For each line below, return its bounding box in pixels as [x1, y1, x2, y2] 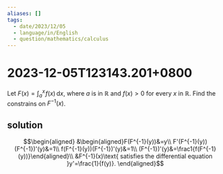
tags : [7, 17, 23, 23]
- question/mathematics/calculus [13, 36, 109, 43]
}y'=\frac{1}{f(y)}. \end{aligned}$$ [66, 159, 165, 167]
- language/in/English [13, 29, 78, 36]
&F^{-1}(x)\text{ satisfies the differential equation [75, 152, 213, 160]
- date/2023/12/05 [13, 23, 67, 30]
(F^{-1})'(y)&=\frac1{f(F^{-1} [138, 144, 217, 153]
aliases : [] [7, 10, 41, 17]
